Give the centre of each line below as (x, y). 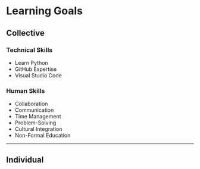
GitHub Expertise (36, 69)
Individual (25, 160)
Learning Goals (45, 11)
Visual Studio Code (38, 75)
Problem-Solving (35, 123)
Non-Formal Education (43, 136)
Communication (34, 110)
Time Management (38, 117)
